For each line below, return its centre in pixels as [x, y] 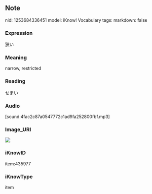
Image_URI [18, 129]
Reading [15, 81]
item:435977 [18, 164]
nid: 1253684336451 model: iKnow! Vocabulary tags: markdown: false [76, 20]
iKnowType [19, 177]
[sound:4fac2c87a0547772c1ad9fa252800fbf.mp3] [57, 117]
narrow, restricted [23, 68]
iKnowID [16, 153]
